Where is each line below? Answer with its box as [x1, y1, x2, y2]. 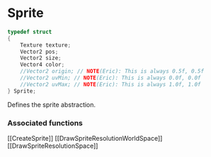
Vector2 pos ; [20, 48, 59, 55]
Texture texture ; [20, 41, 72, 49]
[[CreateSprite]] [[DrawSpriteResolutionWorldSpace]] [7, 134, 163, 142]
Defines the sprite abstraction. [7, 100, 96, 109]
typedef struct [7, 28, 52, 35]
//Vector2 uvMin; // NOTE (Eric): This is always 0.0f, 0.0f [20, 74, 201, 82]
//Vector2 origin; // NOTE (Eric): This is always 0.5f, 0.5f [20, 68, 204, 75]
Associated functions [7, 118, 84, 128]
